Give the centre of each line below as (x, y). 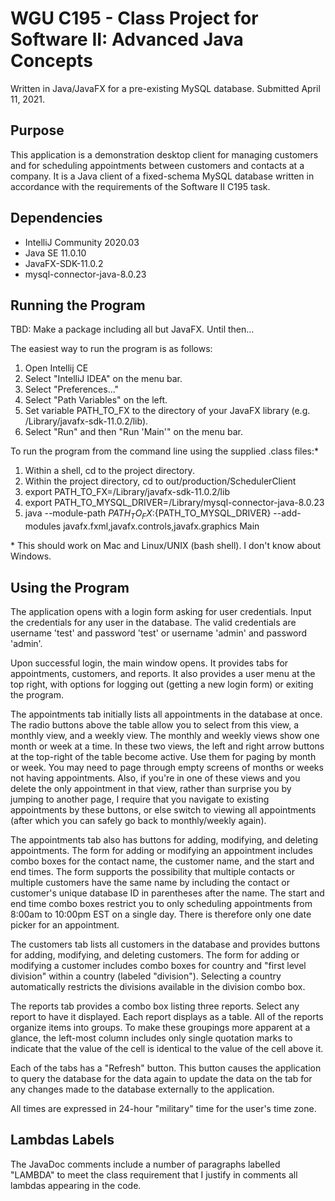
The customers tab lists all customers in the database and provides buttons (165, 944)
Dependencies (56, 218)
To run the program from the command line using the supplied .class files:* (165, 451)
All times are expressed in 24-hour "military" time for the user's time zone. (163, 1108)
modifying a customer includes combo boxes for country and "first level (158, 965)
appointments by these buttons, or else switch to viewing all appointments (163, 809)
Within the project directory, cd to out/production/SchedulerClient (160, 481)
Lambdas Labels (62, 1140)
